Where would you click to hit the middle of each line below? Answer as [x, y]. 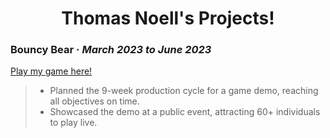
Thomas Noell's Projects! [168, 18]
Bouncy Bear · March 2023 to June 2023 [111, 50]
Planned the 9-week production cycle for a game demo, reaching [184, 91]
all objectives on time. [94, 101]
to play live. [73, 123]
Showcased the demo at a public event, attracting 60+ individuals [185, 112]
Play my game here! [51, 71]
